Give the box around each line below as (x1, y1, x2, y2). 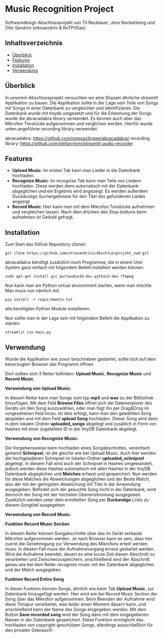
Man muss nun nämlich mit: (5, 288, 60, 294)
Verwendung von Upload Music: (5, 385, 72, 391)
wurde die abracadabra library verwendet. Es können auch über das (5, 115, 142, 121)
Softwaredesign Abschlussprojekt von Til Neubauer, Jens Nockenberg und (5, 20, 155, 25)
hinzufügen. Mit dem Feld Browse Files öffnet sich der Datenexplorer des (5, 400, 152, 406)
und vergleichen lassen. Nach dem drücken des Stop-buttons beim (12, 209, 147, 215)
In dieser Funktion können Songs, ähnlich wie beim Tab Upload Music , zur (5, 586, 154, 592)
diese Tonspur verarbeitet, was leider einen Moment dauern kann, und (5, 601, 146, 607)
